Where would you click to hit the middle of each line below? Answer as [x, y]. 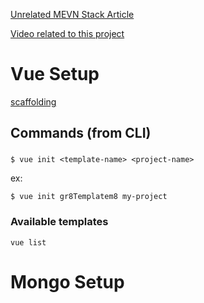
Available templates [59, 222]
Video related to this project [67, 33]
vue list [28, 242]
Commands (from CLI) [81, 133]
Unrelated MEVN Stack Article [72, 14]
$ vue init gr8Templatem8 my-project [89, 197]
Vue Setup [55, 74]
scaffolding [33, 101]
